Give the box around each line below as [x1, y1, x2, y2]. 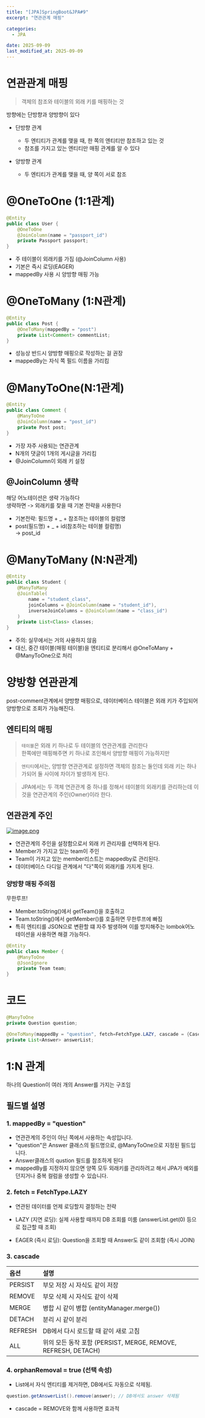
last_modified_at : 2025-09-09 [6, 48, 84, 55]
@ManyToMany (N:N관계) [6, 552, 138, 567]
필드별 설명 [6, 1101, 46, 1111]
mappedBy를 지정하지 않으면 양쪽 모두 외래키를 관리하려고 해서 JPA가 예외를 [15, 1164, 199, 1172]
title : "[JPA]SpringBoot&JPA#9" [6, 9, 88, 15]
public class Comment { [6, 407, 67, 413]
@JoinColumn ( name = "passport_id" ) [17, 232, 108, 238]
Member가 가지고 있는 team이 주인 [15, 847, 99, 854]
